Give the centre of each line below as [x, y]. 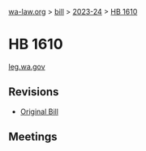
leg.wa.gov [27, 66]
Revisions [34, 92]
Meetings [33, 137]
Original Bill [39, 111]
